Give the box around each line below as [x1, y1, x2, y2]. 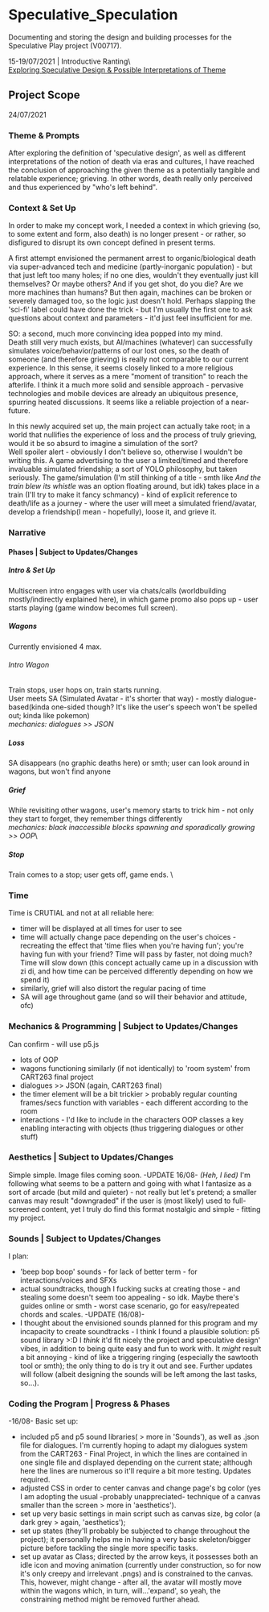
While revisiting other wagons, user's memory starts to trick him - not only [8, 805, 255, 815]
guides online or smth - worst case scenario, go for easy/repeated [19, 1301, 239, 1311]
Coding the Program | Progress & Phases [8, 1399, 170, 1410]
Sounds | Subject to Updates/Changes [8, 1233, 161, 1244]
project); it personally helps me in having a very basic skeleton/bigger [19, 1535, 251, 1544]
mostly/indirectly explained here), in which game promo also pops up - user [8, 594, 259, 604]
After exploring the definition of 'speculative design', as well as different [8, 148, 247, 158]
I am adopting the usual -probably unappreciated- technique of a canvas [19, 1492, 261, 1502]
